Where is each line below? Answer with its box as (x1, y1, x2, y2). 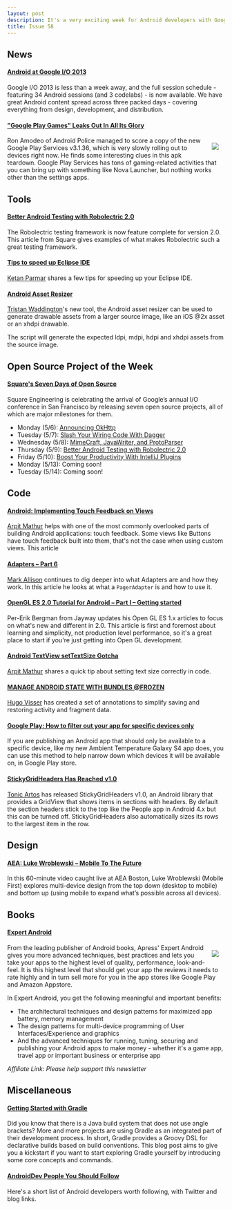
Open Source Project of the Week (7, 360, 153, 372)
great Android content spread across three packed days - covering (7, 97, 197, 106)
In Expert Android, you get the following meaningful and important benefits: (7, 994, 222, 1002)
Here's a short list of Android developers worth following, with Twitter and (7, 1187, 217, 1195)
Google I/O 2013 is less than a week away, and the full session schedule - (7, 83, 217, 91)
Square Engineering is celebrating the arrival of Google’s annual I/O (7, 395, 199, 403)
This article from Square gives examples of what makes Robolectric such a (7, 235, 220, 243)
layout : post (7, 10, 45, 17)
